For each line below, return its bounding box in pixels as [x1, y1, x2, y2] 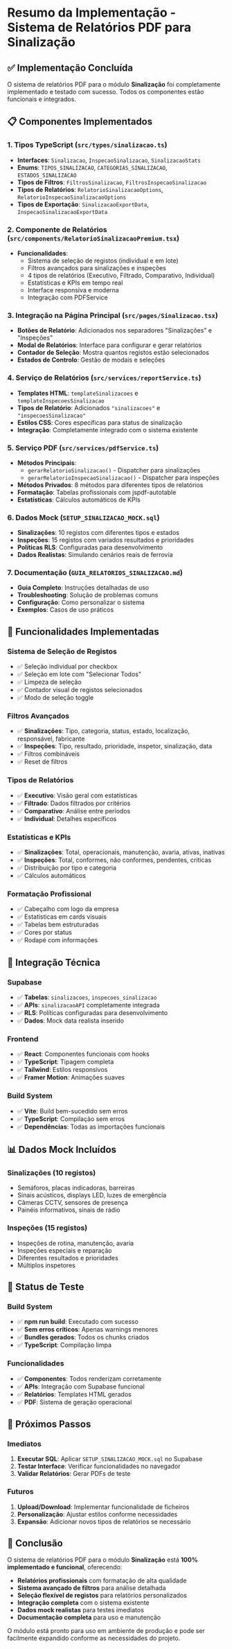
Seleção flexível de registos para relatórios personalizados [17, 1591, 187, 1600]
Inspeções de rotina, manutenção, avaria [17, 1239, 134, 1247]
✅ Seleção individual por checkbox [17, 662, 118, 671]
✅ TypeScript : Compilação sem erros [17, 1114, 125, 1123]
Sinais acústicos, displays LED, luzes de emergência [17, 1191, 167, 1199]
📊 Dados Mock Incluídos [7, 1144, 116, 1156]
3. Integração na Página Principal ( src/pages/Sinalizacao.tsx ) [7, 310, 218, 320]
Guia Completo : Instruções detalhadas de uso [17, 583, 150, 592]
